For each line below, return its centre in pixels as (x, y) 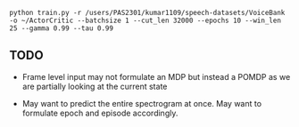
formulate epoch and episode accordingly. (100, 113)
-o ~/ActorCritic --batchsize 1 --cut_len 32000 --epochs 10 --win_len (145, 20)
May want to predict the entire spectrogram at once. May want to (141, 103)
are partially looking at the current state (95, 86)
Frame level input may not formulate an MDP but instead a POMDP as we (156, 76)
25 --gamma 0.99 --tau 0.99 (62, 28)
